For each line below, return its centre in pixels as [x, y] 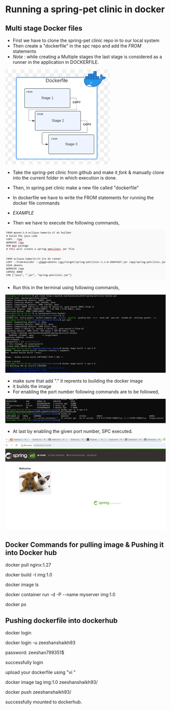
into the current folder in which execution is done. [65, 178]
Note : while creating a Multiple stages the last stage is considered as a [87, 57]
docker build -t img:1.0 [29, 575]
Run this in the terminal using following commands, [66, 287]
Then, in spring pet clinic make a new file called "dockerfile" [76, 188]
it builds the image [32, 386]
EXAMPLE [23, 213]
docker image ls [22, 585]
